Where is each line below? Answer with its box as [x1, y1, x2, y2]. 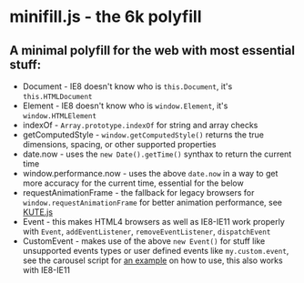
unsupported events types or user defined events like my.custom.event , [22, 246, 289, 256]
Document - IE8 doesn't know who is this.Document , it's [22, 81, 233, 92]
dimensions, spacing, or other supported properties [22, 139, 217, 149]
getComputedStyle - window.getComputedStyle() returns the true [22, 129, 265, 140]
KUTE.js [22, 207, 53, 217]
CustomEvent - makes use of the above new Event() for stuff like [22, 236, 266, 247]
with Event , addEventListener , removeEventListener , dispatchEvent [22, 226, 271, 237]
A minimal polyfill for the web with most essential [9, 43, 296, 58]
